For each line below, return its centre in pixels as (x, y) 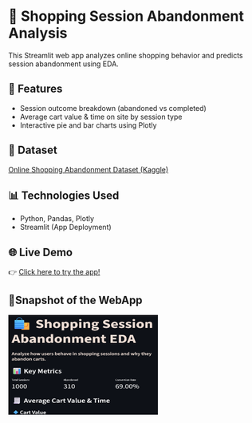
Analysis (38, 33)
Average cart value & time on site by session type (101, 117)
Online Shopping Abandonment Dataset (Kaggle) (89, 169)
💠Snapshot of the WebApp (75, 300)
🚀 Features (35, 89)
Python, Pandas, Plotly (57, 219)
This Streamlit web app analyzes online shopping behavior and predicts (126, 55)
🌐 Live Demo (41, 252)
